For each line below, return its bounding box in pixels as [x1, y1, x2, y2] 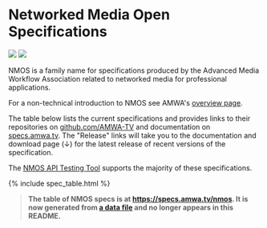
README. [27, 210, 62, 221]
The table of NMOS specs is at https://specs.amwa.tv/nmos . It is [27, 194, 249, 203]
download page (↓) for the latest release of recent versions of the [8, 138, 226, 149]
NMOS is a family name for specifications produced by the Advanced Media [8, 66, 260, 75]
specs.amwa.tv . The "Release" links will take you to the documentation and [8, 130, 257, 140]
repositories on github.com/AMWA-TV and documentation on [8, 122, 211, 131]
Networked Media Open [8, 6, 171, 24]
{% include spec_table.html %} [8, 178, 111, 188]
